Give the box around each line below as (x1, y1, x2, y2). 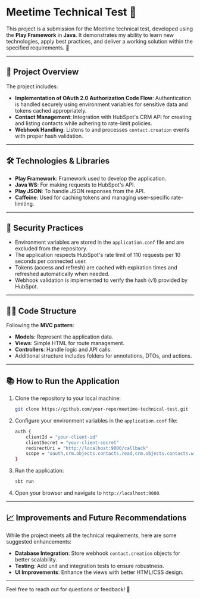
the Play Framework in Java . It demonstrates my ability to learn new (6, 31, 174, 38)
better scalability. (14, 555, 58, 563)
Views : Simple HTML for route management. (14, 340, 125, 347)
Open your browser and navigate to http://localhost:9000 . (14, 489, 161, 496)
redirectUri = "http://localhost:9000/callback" (26, 445, 149, 451)
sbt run (14, 479, 34, 485)
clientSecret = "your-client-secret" (26, 439, 120, 446)
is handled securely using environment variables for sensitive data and (14, 101, 189, 108)
